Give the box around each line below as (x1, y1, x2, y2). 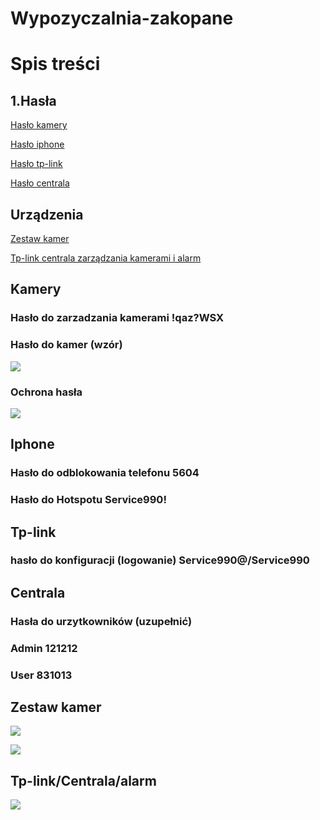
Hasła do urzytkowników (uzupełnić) (10, 614, 193, 628)
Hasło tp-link (10, 158, 63, 170)
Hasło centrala (10, 177, 70, 189)
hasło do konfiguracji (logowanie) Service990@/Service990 (10, 553, 310, 567)
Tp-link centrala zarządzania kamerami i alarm (10, 252, 202, 264)
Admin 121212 (10, 641, 78, 655)
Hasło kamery (10, 119, 68, 131)
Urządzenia (10, 206, 84, 223)
